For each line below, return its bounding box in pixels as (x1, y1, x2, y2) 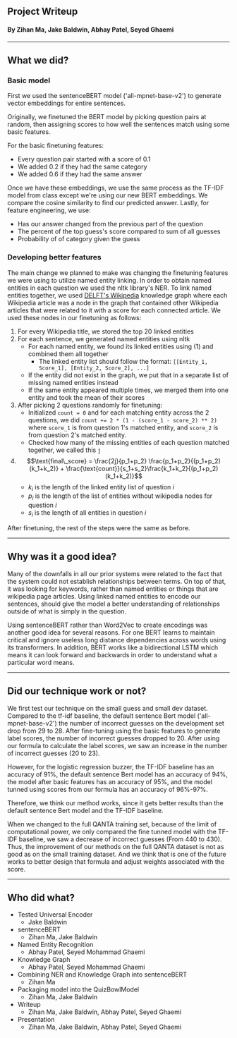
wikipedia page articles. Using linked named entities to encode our (7, 592, 201, 600)
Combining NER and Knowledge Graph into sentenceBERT (17, 970, 188, 979)
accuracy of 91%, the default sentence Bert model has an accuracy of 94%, (7, 770, 228, 778)
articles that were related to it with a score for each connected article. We (7, 306, 221, 315)
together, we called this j (28, 446, 102, 454)
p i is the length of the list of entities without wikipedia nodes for (28, 491, 213, 502)
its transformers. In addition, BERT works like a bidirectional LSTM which (7, 643, 219, 652)
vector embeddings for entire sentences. (7, 99, 126, 108)
